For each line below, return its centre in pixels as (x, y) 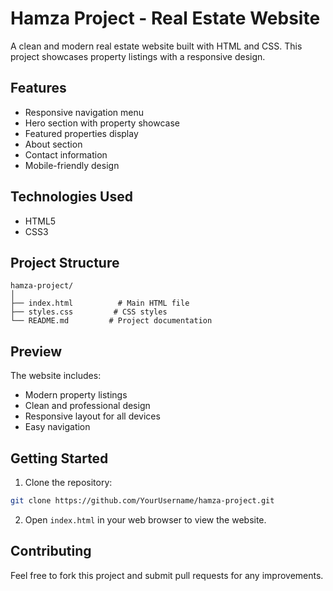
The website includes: (56, 376)
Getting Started (59, 458)
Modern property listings (76, 395)
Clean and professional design (87, 406)
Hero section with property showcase (102, 123)
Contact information (66, 154)
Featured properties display (81, 133)
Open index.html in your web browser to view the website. (145, 519)
